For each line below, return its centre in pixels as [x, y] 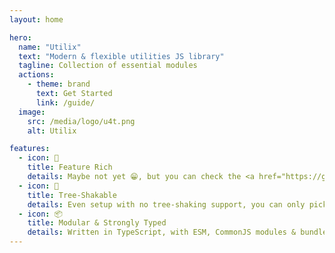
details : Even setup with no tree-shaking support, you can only [166, 204]
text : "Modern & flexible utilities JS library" [121, 56]
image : [32, 112]
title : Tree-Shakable [72, 195]
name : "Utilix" [50, 47]
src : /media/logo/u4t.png [81, 121]
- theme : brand [59, 84]
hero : [20, 37]
